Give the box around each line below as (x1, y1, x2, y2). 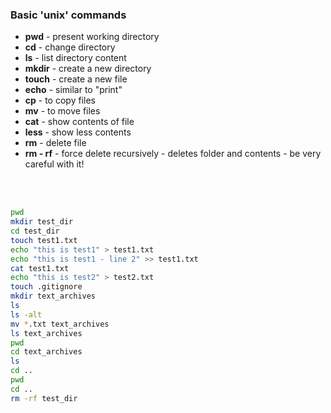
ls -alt (10, 309, 43, 320)
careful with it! (24, 158, 85, 170)
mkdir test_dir (10, 217, 74, 227)
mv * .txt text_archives (10, 319, 110, 329)
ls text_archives (10, 328, 83, 338)
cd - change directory (24, 41, 116, 53)
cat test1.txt (10, 263, 70, 273)
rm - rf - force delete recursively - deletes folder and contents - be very (24, 148, 322, 160)
